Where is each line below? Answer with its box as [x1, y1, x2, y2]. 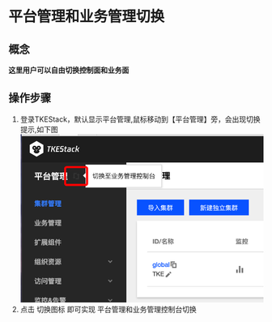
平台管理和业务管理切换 [8, 7, 165, 26]
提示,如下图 [19, 124, 58, 134]
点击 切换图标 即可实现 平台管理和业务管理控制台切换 [19, 305, 197, 315]
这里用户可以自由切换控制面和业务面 [8, 66, 130, 75]
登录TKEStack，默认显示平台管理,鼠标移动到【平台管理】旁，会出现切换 [19, 114, 261, 124]
